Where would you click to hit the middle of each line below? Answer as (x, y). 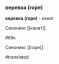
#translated (17, 57)
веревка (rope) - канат (29, 18)
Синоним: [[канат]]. (26, 28)
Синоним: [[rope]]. (25, 47)
